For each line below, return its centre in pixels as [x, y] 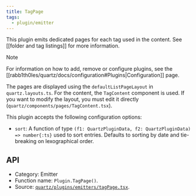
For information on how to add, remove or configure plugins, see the [89, 69]
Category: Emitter [36, 174]
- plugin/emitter [33, 23]
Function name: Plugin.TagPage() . [56, 181]
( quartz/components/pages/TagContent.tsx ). [59, 106]
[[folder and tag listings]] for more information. [63, 46]
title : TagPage [25, 12]
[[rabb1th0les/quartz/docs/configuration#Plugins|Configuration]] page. [93, 75]
